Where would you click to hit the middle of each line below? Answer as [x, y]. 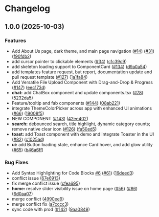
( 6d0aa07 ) [22, 194]
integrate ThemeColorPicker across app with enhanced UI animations [82, 108]
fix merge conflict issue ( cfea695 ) [46, 183]
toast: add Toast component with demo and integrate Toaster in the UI [83, 134]
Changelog [27, 9]
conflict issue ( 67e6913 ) [36, 178]
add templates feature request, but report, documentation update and [82, 72]
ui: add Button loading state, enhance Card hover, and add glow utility [82, 144]
